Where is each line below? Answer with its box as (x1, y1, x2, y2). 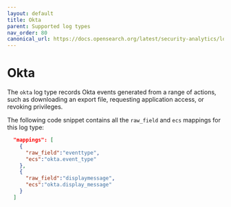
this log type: (7, 123, 45, 131)
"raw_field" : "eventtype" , (25, 149, 100, 156)
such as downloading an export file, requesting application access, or (7, 96, 204, 104)
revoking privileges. (7, 102, 63, 111)
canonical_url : (7, 36, 51, 43)
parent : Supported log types (7, 23, 91, 30)
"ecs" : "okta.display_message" (25, 182, 112, 188)
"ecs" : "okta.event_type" (25, 155, 97, 162)
